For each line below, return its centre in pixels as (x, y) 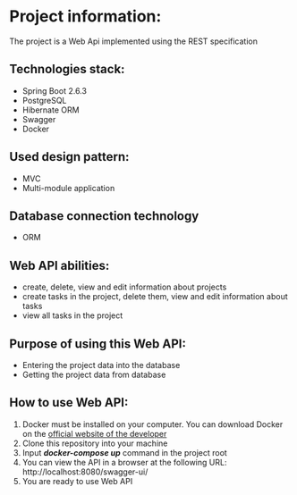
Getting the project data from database (94, 374)
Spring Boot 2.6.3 (55, 90)
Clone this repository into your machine (95, 443)
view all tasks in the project (72, 315)
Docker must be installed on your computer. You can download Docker (153, 424)
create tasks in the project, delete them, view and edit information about (155, 297)
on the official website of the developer (94, 433)
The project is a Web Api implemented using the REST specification (133, 41)
